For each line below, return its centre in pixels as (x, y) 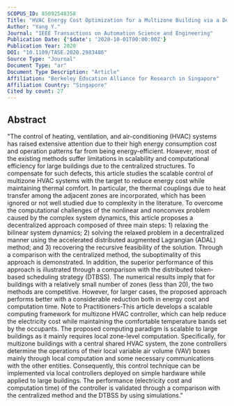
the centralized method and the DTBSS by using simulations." (95, 395)
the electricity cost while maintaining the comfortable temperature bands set (117, 321)
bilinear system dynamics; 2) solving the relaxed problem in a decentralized (116, 232)
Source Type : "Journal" (42, 59)
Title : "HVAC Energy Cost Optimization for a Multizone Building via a (113, 20)
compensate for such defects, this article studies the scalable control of (110, 173)
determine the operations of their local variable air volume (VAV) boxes (109, 351)
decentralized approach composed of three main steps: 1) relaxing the (108, 225)
